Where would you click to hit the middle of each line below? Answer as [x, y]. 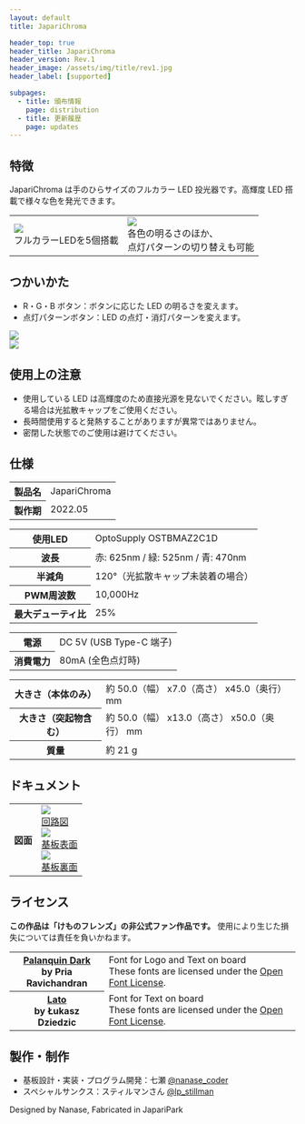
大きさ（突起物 [51, 718]
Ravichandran [57, 983]
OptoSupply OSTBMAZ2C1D [157, 537]
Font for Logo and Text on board [177, 959]
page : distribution [63, 110]
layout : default [40, 18]
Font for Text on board [156, 999]
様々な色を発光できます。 [73, 201]
